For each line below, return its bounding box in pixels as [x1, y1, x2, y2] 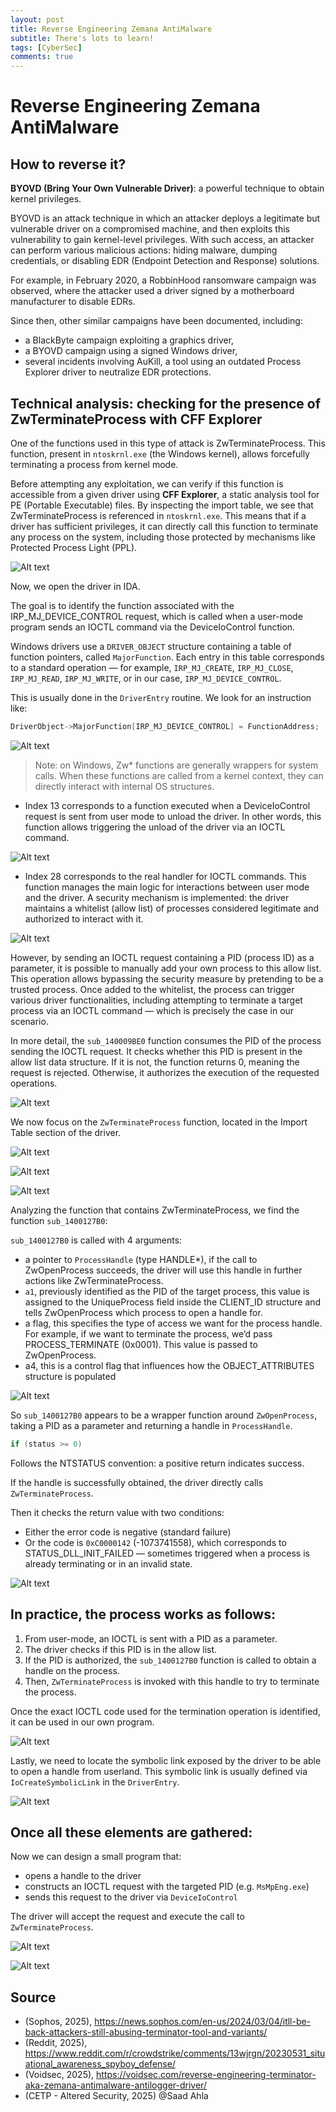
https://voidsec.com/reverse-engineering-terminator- [96, 2069, 317, 2081]
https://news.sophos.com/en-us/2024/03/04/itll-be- [94, 2016, 312, 2028]
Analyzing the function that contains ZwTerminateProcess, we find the [10, 1204, 300, 1216]
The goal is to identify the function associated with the [10, 599, 235, 611]
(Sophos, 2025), [24, 2016, 93, 2028]
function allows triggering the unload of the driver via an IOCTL [24, 821, 286, 833]
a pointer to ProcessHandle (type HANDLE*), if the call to [24, 1253, 258, 1265]
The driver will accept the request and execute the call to [10, 1911, 245, 1923]
